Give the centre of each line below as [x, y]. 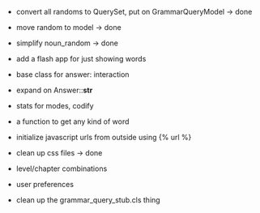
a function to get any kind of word [72, 121]
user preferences [45, 184]
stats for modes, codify [55, 106]
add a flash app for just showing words [81, 59]
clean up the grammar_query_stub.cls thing [88, 200]
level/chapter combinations [62, 168]
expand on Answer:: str [54, 90]
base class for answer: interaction [72, 75]
